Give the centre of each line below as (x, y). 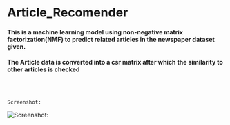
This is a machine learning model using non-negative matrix (95, 32)
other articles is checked (44, 69)
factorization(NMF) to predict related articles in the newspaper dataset (111, 39)
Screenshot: (24, 102)
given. (17, 47)
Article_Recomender (68, 13)
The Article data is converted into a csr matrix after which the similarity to (115, 62)
